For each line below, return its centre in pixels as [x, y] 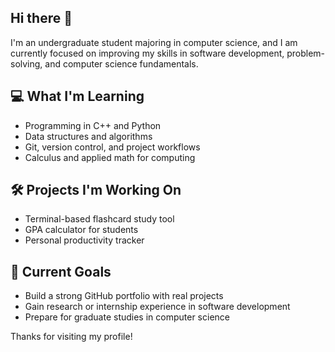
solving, [26, 63]
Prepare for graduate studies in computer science [127, 317]
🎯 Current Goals [61, 271]
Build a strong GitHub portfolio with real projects [124, 296]
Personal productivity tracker [84, 240]
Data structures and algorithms [88, 136]
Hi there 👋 [41, 18]
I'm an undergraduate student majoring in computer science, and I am [154, 42]
